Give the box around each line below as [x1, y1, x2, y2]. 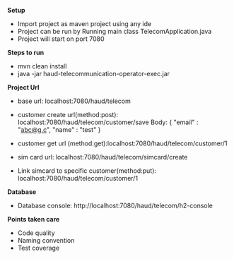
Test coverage [17, 243, 60, 252]
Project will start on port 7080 [17, 35, 105, 43]
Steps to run [7, 49, 45, 56]
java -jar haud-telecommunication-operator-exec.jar [17, 70, 170, 78]
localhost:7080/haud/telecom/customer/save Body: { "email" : [17, 118, 199, 126]
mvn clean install [17, 62, 67, 70]
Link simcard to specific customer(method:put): [17, 167, 157, 175]
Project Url [7, 83, 40, 91]
